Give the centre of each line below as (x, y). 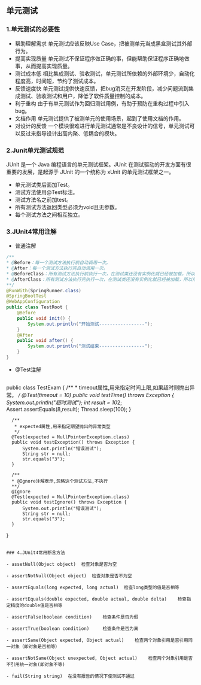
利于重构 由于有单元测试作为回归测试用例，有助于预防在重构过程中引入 (102, 103)
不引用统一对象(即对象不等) (36, 664)
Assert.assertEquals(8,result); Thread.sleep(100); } (69, 409)
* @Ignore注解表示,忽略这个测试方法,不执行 (60, 481)
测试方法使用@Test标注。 (46, 192)
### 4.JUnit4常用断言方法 (36, 553)
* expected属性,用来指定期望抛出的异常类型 (62, 426)
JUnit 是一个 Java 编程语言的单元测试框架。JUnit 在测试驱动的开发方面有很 (99, 164)
